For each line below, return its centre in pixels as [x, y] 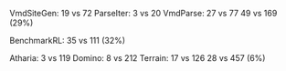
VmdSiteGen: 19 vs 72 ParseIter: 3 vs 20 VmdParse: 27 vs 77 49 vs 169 [143, 13]
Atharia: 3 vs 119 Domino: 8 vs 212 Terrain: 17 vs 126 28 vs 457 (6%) [138, 58]
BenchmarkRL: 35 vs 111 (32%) [68, 41]
